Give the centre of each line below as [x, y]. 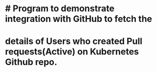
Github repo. [31, 62]
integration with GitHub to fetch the [79, 19]
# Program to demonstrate [60, 9]
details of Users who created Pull [74, 41]
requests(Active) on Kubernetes [72, 52]
